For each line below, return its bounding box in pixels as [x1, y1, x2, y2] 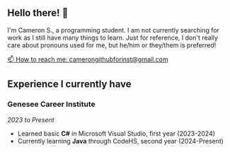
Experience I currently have [7, 78, 132, 90]
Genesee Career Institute [7, 100, 96, 110]
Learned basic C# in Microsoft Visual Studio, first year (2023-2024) [17, 129, 216, 138]
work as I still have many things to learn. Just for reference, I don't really [7, 33, 218, 42]
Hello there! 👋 [7, 7, 69, 19]
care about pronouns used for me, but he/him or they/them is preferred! [7, 40, 217, 49]
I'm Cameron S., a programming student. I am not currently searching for [7, 25, 219, 34]
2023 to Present [7, 115, 54, 124]
